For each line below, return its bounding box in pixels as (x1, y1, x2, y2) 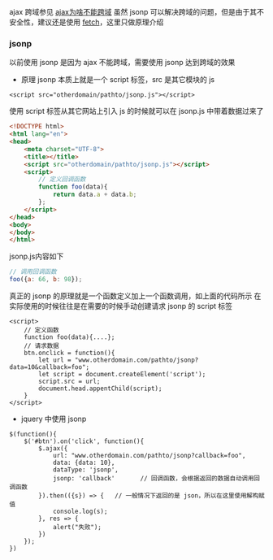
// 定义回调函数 (38, 176, 86, 184)
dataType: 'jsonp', (52, 466, 119, 474)
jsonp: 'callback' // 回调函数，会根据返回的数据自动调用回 (52, 475, 261, 483)
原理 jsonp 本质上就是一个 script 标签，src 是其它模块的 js (20, 75, 214, 85)
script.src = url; (38, 377, 101, 386)
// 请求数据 (24, 342, 59, 350)
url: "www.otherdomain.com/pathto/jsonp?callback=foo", (52, 452, 246, 460)
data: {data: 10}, (52, 458, 115, 467)
